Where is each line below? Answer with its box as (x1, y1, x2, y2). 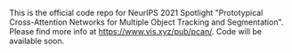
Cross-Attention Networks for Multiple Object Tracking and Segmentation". (9, 17, 284, 27)
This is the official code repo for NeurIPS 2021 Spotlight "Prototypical (9, 8, 264, 18)
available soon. (9, 35, 65, 46)
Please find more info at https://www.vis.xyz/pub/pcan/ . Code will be (9, 26, 263, 36)
